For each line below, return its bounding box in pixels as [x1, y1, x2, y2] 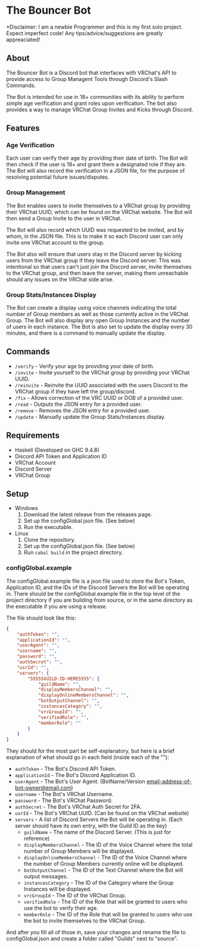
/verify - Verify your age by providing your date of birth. [14, 362, 155, 369]
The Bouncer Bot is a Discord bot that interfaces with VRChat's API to [6, 69, 177, 76]
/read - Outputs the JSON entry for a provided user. [14, 400, 142, 408]
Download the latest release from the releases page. [23, 511, 153, 518]
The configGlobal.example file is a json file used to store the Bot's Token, [6, 577, 186, 585]
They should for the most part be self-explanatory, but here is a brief [6, 747, 175, 754]
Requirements [6, 430, 60, 441]
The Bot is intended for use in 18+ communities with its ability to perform [6, 93, 185, 100]
